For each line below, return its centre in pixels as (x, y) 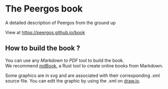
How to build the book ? (43, 48)
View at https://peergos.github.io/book (45, 32)
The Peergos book (44, 9)
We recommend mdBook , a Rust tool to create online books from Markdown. (84, 65)
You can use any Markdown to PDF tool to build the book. (65, 60)
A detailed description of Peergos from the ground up (61, 23)
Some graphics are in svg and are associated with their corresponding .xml (83, 75)
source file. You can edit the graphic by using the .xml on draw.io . (73, 80)
